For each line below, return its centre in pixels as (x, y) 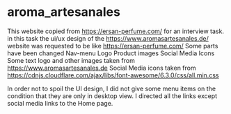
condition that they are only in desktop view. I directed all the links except (112, 96)
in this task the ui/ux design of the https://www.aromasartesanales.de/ (108, 38)
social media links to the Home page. (60, 103)
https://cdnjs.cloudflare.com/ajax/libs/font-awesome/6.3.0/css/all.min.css (113, 75)
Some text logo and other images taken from (71, 60)
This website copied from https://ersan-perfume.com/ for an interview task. (116, 31)
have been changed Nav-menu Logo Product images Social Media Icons (111, 53)
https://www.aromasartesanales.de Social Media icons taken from (102, 68)
